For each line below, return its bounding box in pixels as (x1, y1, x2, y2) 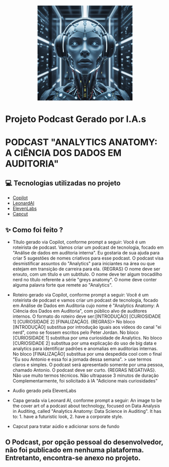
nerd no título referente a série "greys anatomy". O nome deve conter (12, 277, 157, 282)
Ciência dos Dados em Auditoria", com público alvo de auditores (12, 308, 147, 314)
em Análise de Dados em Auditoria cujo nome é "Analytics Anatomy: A (12, 303, 159, 309)
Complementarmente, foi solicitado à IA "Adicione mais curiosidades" (12, 378, 158, 384)
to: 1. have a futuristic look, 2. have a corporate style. (12, 413, 123, 419)
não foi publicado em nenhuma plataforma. (5, 446, 144, 454)
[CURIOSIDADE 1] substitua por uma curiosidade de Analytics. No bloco (12, 335, 162, 341)
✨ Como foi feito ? (5, 226, 63, 234)
